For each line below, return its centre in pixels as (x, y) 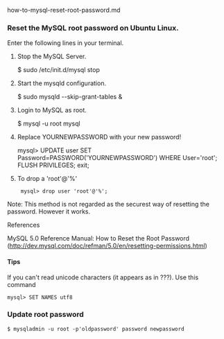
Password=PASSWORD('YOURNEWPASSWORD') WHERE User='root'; (117, 158)
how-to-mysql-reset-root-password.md (64, 10)
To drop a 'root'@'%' (47, 179)
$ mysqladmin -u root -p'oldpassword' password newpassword (96, 329)
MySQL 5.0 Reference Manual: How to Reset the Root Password (98, 238)
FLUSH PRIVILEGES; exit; (53, 165)
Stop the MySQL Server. (52, 56)
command (21, 284)
